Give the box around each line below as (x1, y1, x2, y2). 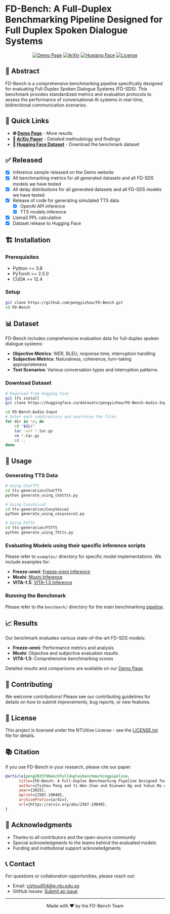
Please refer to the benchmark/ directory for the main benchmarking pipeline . (5, 604, 164, 610)
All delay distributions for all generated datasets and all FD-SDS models (12, 186, 162, 192)
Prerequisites (5, 254, 39, 261)
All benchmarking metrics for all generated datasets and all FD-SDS (12, 175, 154, 181)
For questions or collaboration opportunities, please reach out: (5, 873, 136, 879)
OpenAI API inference (20, 203, 66, 209)
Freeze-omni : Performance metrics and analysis (12, 645, 114, 651)
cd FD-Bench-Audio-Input (5, 409, 58, 415)
